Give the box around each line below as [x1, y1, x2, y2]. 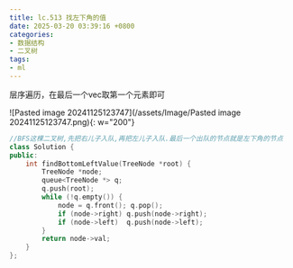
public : [9, 150, 39, 160]
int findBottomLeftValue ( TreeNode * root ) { [25, 159, 192, 168]
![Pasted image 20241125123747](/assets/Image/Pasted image [9, 107, 242, 118]
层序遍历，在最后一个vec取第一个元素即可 [9, 89, 165, 100]
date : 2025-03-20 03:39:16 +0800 [9, 22, 135, 31]
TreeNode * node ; [41, 167, 103, 176]
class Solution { [9, 142, 75, 151]
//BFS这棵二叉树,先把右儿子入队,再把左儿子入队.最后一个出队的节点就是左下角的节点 [9, 134, 284, 143]
